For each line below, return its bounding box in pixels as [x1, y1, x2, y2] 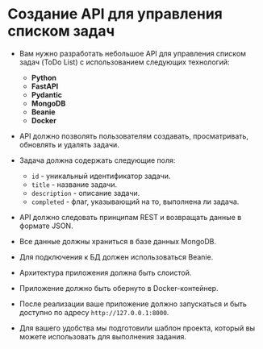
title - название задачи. [31, 179, 118, 189]
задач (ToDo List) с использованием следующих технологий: [19, 57, 230, 67]
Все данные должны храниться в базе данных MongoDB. [19, 236, 217, 246]
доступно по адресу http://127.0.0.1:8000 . [19, 307, 169, 317]
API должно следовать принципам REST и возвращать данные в [19, 212, 242, 222]
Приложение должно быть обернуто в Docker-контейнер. [19, 283, 219, 293]
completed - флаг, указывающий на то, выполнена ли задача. [31, 197, 240, 206]
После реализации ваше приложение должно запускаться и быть [19, 299, 248, 309]
